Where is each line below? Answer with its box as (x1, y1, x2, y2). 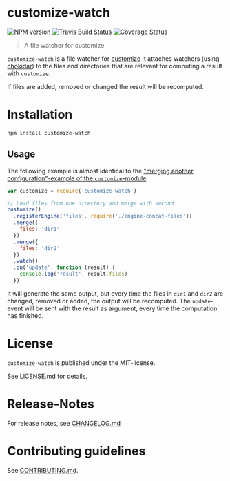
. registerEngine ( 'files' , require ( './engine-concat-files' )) (13, 213, 193, 220)
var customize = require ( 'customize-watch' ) (7, 187, 137, 194)
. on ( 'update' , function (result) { (13, 264, 116, 271)
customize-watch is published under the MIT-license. (7, 358, 156, 367)
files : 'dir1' (19, 226, 60, 233)
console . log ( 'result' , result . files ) (19, 271, 128, 278)
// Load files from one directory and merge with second (7, 200, 174, 207)
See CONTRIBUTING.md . (7, 466, 79, 474)
